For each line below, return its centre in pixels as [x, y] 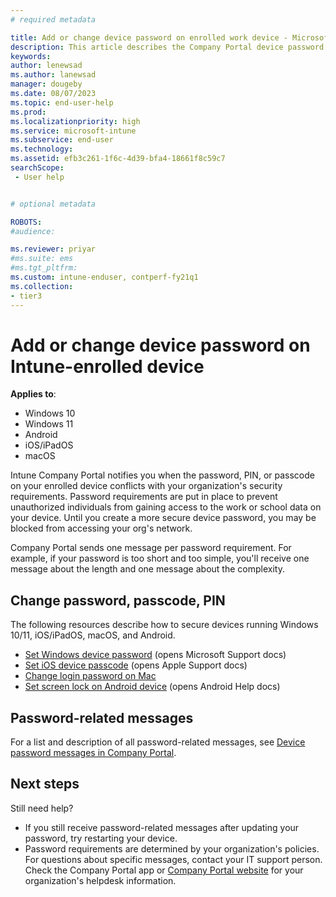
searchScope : [37, 168]
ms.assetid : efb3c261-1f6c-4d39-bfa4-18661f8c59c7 [118, 159]
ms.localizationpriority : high [75, 121]
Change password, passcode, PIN [118, 600]
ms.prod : [28, 112]
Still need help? [42, 808]
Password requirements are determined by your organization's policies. [172, 848]
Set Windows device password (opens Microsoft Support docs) [155, 655]
